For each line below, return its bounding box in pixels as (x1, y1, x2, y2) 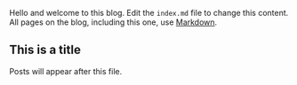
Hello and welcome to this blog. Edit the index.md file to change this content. (9, 8, 289, 18)
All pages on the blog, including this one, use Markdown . (9, 17, 218, 27)
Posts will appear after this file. (9, 66, 123, 76)
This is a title (9, 42, 82, 58)
